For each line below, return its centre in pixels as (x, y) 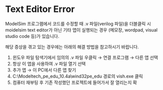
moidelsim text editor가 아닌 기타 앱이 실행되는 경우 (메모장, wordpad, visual (81, 30)
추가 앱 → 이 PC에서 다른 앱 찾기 (44, 70)
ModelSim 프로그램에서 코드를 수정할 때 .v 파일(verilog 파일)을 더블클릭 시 (78, 23)
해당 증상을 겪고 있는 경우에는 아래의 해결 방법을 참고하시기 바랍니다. (72, 46)
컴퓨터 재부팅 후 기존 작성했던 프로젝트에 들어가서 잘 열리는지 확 (74, 82)
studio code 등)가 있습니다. (32, 36)
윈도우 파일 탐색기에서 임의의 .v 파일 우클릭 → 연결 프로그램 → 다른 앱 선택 (85, 57)
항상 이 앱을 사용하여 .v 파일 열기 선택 (49, 63)
